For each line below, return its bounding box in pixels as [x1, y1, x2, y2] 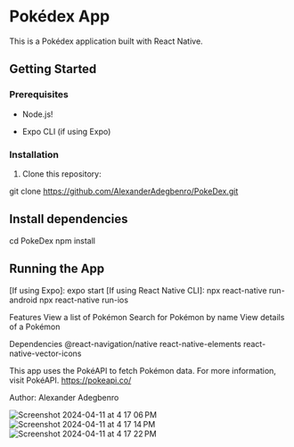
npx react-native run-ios [39, 294, 129, 305]
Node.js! [21, 109, 53, 120]
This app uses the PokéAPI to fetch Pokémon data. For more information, [9, 365, 276, 376]
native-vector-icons [9, 348, 82, 359]
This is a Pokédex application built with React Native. [9, 36, 203, 46]
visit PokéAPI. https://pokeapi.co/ [9, 375, 132, 385]
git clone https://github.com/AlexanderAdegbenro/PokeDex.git [9, 186, 239, 196]
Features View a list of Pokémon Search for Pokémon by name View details [9, 311, 285, 322]
